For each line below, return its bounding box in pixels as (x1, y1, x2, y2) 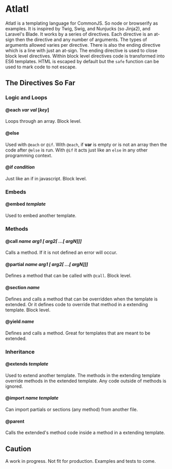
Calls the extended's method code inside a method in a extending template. (5, 429, 165, 436)
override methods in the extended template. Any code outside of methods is (5, 378, 167, 384)
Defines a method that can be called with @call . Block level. (5, 273, 132, 279)
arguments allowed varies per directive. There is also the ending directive (5, 42, 161, 48)
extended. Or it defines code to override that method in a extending (5, 301, 148, 307)
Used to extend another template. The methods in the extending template (5, 372, 161, 378)
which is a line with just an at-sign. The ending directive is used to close (5, 47, 158, 53)
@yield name (5, 318, 34, 325)
